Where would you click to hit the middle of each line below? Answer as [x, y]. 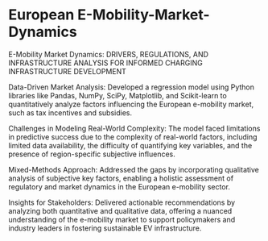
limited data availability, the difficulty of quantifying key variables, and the [130, 145]
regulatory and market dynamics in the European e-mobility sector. [120, 186]
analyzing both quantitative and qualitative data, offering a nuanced [120, 210]
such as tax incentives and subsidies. [70, 112]
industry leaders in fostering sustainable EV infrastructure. [105, 228]
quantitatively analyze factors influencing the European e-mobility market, [131, 104]
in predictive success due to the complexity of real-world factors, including [133, 137]
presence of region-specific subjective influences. [92, 154]
